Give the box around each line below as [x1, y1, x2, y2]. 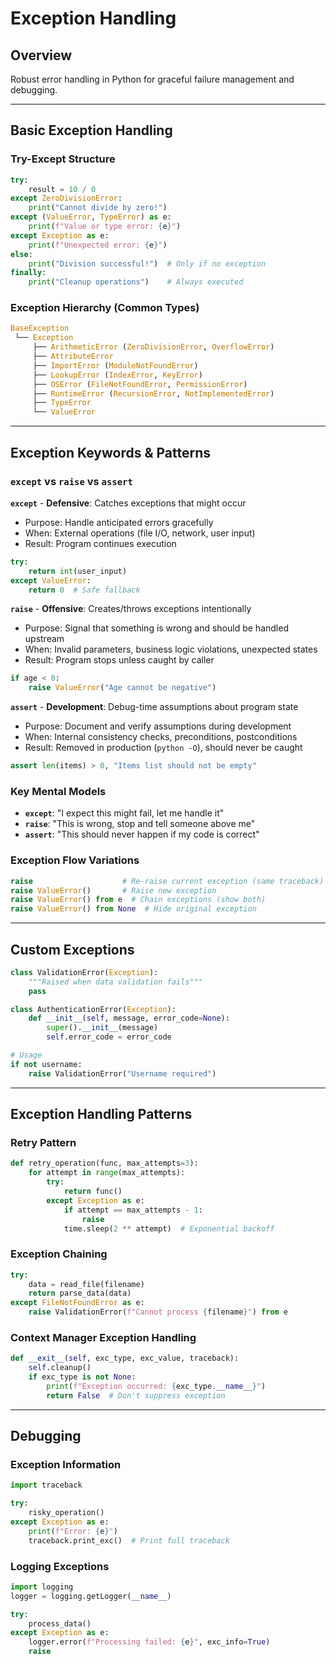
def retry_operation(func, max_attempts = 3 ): [10, 1158, 199, 1169]
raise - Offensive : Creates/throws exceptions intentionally [10, 603, 252, 615]
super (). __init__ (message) [46, 1023, 159, 1033]
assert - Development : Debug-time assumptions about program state [10, 701, 299, 713]
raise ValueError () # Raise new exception [10, 885, 217, 896]
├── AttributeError [32, 352, 114, 362]
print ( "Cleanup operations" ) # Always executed [28, 277, 244, 287]
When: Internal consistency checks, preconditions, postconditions [24, 731, 298, 743]
